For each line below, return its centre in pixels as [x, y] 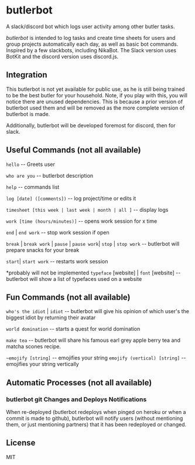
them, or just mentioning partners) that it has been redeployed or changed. [96, 425]
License [21, 443]
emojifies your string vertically [42, 364]
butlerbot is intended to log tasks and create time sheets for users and [91, 38]
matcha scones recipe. [34, 347]
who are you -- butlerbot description [50, 175]
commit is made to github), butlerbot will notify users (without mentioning [95, 418]
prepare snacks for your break [43, 250]
